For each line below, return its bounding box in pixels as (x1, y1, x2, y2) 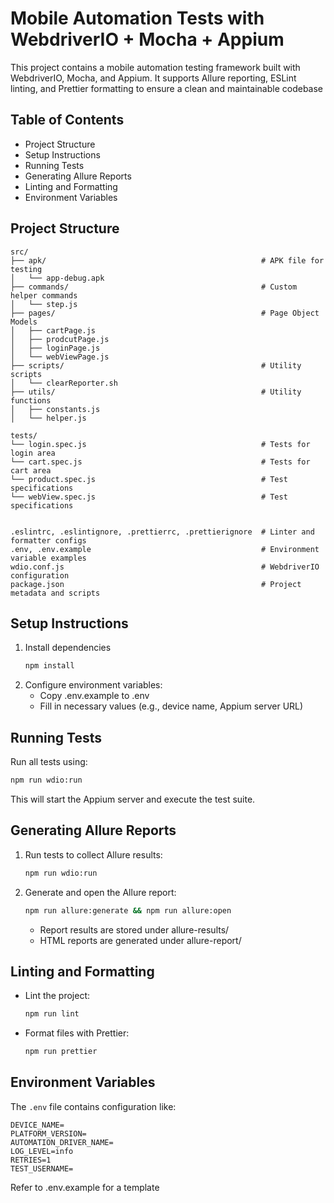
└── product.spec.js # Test (10, 474, 288, 484)
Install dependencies (24, 642, 112, 654)
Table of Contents (10, 112, 125, 129)
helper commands (10, 290, 78, 301)
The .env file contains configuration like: (10, 1100, 177, 1112)
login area (10, 448, 56, 458)
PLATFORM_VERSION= (10, 1128, 87, 1139)
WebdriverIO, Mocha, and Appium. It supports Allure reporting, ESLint (10, 72, 297, 84)
